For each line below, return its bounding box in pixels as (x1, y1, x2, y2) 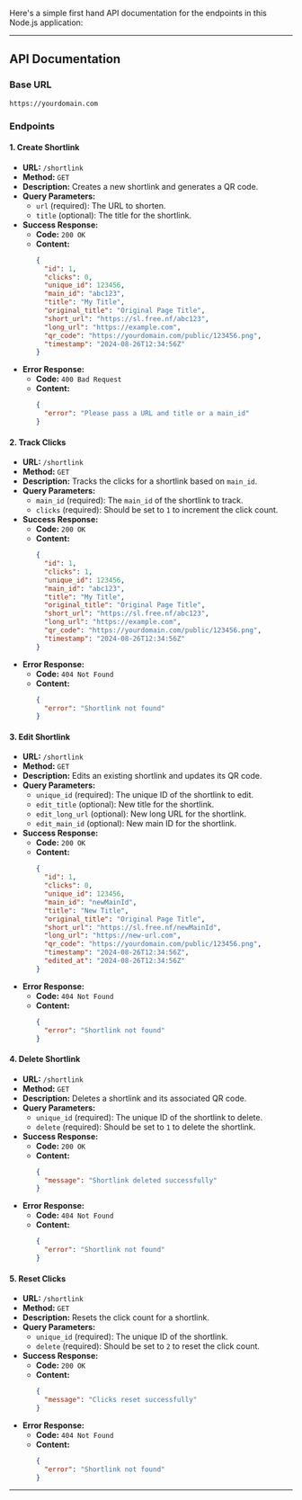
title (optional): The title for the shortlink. (35, 210, 191, 220)
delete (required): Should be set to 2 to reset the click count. (35, 1341, 261, 1352)
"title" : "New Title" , (43, 906, 129, 915)
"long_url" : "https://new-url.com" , (43, 931, 182, 941)
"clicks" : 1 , (43, 567, 93, 576)
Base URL (9, 78, 52, 91)
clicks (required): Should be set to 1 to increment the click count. (35, 504, 279, 515)
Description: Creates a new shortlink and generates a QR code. (22, 181, 259, 192)
